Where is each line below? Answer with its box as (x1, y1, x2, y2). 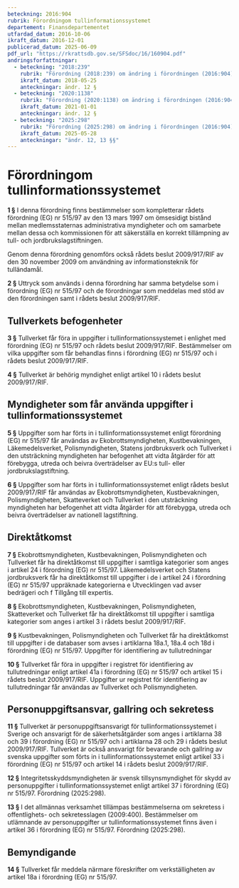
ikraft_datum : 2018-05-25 (20, 76, 97, 84)
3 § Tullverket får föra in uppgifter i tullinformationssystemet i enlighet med (7, 334, 226, 342)
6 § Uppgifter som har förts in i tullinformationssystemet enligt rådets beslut (7, 480, 229, 489)
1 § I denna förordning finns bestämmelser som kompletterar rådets (7, 206, 204, 215)
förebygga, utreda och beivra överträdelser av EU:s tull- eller (7, 459, 186, 467)
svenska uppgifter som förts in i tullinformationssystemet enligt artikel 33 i (7, 752, 224, 761)
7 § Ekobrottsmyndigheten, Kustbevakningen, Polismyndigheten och (7, 550, 208, 558)
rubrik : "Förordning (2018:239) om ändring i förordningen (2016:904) (20, 70, 234, 77)
